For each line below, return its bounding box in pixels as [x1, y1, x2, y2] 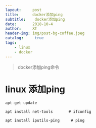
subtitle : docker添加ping [5, 17, 65, 22]
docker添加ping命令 [17, 64, 60, 70]
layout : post [5, 7, 42, 13]
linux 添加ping [5, 84, 66, 95]
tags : [5, 40, 17, 45]
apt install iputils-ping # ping [5, 118, 85, 123]
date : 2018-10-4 [5, 21, 53, 27]
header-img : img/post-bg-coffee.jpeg [5, 31, 85, 36]
